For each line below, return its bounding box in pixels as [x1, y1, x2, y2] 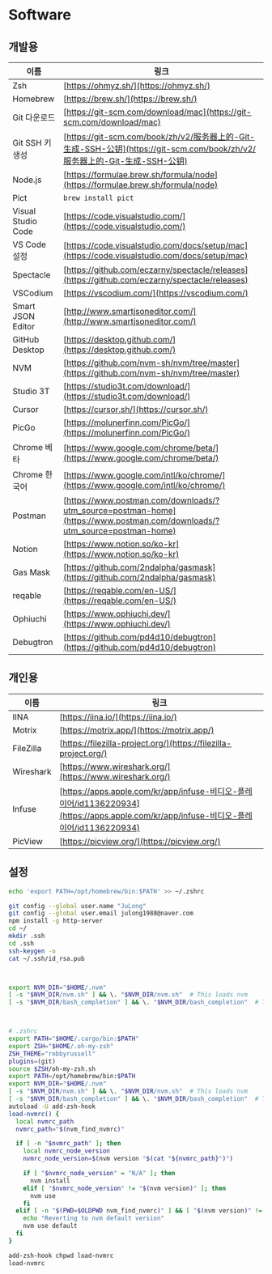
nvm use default [23, 1222, 79, 1230]
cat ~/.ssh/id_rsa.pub [8, 954, 85, 962]
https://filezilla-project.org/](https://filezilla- [62, 737, 232, 749]
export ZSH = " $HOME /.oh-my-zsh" [8, 1042, 114, 1050]
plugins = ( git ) [8, 1057, 57, 1065]
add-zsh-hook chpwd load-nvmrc [8, 1251, 114, 1259]
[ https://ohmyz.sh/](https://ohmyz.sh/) [63, 80, 210, 91]
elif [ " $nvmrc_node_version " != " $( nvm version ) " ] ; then [23, 1184, 227, 1192]
